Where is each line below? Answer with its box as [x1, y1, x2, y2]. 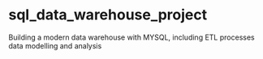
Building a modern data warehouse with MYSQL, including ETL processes [8, 32, 255, 42]
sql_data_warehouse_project [8, 6, 208, 24]
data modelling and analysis [8, 40, 102, 50]
